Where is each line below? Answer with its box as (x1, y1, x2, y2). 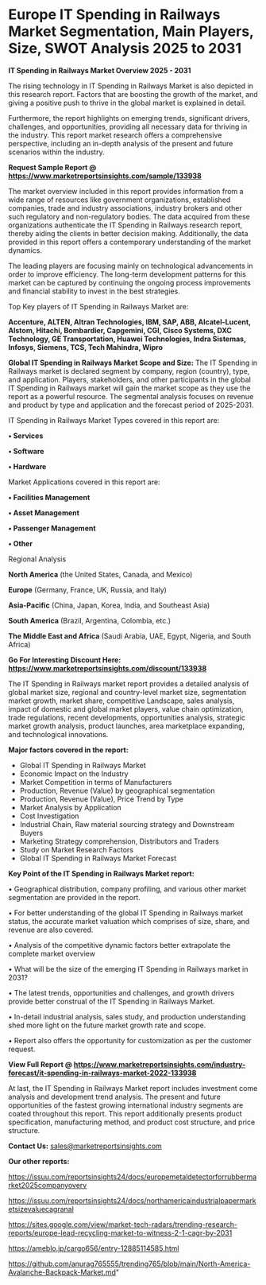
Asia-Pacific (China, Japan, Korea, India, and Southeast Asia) (8, 600, 210, 610)
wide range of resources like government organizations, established (8, 195, 231, 204)
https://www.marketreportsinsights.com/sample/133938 (8, 171, 202, 181)
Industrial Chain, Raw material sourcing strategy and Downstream (19, 819, 234, 829)
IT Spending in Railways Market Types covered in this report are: (8, 415, 220, 425)
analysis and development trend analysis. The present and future (8, 1092, 221, 1101)
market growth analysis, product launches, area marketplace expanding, (8, 721, 245, 731)
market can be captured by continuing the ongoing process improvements (8, 278, 252, 287)
